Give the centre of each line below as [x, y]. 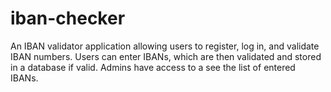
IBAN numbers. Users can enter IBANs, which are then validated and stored [166, 56]
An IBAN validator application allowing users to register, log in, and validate [165, 46]
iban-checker [68, 18]
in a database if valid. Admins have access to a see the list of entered [153, 67]
